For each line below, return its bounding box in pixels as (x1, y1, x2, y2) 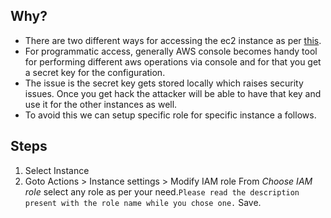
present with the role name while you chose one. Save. (24, 196, 262, 208)
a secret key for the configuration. (24, 66, 166, 78)
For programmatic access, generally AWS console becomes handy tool (24, 45, 318, 57)
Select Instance (24, 164, 90, 176)
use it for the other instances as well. (24, 98, 178, 110)
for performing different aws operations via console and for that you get (24, 55, 322, 68)
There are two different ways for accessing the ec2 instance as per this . (24, 34, 322, 46)
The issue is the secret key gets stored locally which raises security (24, 77, 304, 89)
